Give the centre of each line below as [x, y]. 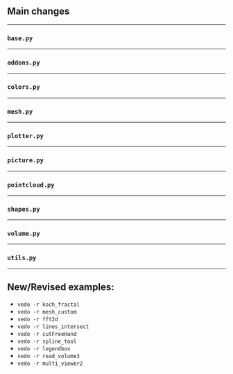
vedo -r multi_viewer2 [50, 364]
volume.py [24, 234]
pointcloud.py [31, 185]
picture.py [25, 160]
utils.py [22, 258]
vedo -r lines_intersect [53, 326]
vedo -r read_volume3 [48, 356]
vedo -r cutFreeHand [47, 334]
